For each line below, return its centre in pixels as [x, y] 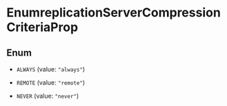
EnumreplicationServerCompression [114, 13]
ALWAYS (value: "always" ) [51, 69]
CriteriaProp [42, 27]
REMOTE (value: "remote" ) [51, 83]
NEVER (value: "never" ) [48, 96]
